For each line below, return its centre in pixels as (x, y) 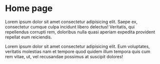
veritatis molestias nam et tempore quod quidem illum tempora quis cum (78, 51)
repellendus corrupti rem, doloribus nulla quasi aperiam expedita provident (80, 32)
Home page (29, 8)
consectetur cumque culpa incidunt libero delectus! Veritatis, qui (70, 26)
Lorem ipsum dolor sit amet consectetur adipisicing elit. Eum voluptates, (78, 46)
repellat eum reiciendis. (29, 37)
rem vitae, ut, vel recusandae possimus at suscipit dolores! (64, 56)
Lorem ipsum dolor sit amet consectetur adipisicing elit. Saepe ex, (71, 22)
